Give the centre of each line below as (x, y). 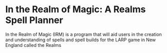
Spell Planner (34, 20)
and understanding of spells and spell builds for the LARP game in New (81, 40)
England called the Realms (33, 45)
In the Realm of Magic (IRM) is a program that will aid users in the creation (83, 34)
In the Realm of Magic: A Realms (76, 9)
